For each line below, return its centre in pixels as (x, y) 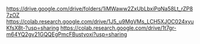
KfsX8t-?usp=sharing (33, 28)
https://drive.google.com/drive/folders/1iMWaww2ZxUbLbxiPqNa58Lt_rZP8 (100, 9)
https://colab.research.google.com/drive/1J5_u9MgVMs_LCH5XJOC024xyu (100, 21)
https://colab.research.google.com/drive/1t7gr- (118, 28)
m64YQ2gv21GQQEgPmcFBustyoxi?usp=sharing (67, 34)
